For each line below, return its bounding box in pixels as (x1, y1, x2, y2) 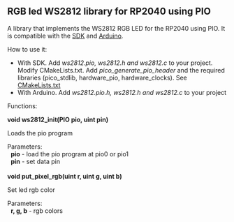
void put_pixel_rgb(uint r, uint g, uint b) (7, 172, 122, 180)
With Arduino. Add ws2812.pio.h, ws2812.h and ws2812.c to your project (17, 88, 227, 96)
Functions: (7, 101, 38, 110)
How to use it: (7, 45, 47, 53)
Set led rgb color (7, 185, 56, 194)
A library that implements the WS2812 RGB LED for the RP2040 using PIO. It (7, 24, 226, 32)
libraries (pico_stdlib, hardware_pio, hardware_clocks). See (17, 73, 187, 82)
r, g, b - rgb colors (10, 206, 63, 215)
